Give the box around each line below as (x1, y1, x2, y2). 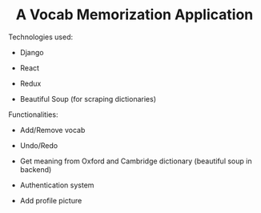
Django (19, 47, 44, 57)
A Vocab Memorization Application (15, 6, 254, 24)
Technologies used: (8, 32, 74, 42)
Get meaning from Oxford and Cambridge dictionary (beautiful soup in (19, 156, 252, 166)
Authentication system (19, 180, 94, 190)
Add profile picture (19, 195, 82, 205)
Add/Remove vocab (19, 125, 86, 135)
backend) (19, 164, 52, 174)
